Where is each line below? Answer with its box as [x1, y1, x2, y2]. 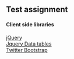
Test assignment [6, 5, 68, 15]
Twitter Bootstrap [6, 46, 48, 53]
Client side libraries [6, 20, 54, 28]
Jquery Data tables [6, 40, 52, 47]
